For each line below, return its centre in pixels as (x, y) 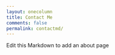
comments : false (27, 23)
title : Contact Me (29, 17)
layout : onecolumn (29, 12)
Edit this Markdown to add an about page (57, 45)
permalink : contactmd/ (35, 28)
